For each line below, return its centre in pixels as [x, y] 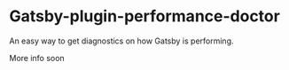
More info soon [37, 58]
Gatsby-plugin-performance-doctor [145, 16]
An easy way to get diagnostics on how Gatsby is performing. [121, 41]
